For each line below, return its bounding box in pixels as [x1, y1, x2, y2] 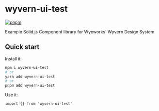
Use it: [5, 92, 18, 98]
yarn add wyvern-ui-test [5, 74, 55, 79]
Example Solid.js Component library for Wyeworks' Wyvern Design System [5, 29, 155, 34]
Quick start [5, 43, 40, 51]
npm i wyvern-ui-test [5, 65, 49, 70]
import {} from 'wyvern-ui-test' [5, 101, 73, 106]
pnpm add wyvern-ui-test [5, 83, 55, 88]
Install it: [5, 56, 22, 62]
